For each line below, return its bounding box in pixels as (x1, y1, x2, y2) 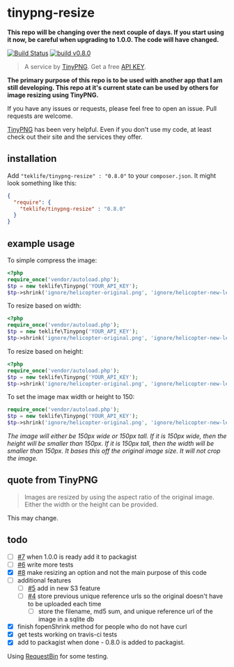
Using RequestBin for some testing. (7, 652, 109, 661)
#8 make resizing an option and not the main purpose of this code (17, 568, 207, 576)
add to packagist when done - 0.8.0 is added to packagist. (17, 638, 185, 647)
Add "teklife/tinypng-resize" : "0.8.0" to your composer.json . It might (7, 171, 216, 179)
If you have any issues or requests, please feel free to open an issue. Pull (7, 104, 217, 112)
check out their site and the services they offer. (7, 133, 143, 141)
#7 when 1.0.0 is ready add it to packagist (17, 553, 137, 561)
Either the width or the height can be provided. (24, 500, 159, 509)
